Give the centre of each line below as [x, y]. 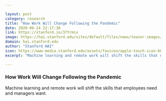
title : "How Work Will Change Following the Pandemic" [63, 23]
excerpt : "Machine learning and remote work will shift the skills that [82, 55]
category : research [25, 19]
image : [12, 37]
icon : [11, 51]
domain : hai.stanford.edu [32, 42]
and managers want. [26, 93]
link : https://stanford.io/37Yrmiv [42, 33]
